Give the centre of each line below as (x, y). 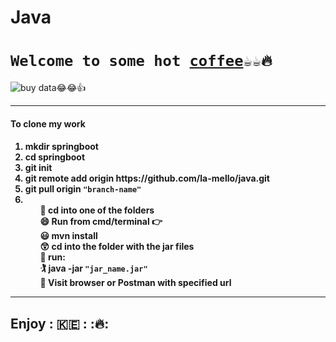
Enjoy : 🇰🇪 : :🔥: (60, 323)
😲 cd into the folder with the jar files (117, 247)
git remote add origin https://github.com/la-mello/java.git (147, 178)
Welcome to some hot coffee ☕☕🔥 (141, 61)
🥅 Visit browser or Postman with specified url (135, 283)
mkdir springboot (61, 147)
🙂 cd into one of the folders (97, 210)
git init (38, 168)
